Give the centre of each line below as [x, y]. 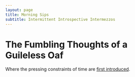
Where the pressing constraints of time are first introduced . [68, 69]
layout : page [19, 10]
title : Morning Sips [27, 15]
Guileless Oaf [35, 55]
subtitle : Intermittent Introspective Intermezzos [60, 19]
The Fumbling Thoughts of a [66, 44]
